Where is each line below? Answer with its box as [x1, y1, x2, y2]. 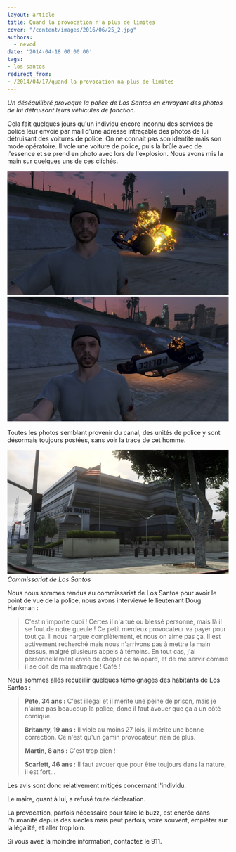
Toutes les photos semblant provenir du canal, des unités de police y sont [7, 428, 221, 437]
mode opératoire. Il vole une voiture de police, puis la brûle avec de [7, 141, 202, 150]
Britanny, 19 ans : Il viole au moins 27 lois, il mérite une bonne [24, 725, 204, 734]
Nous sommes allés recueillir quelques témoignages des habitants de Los [7, 676, 221, 684]
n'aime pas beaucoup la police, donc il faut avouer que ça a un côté [24, 704, 221, 713]
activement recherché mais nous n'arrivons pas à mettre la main [24, 640, 211, 648]
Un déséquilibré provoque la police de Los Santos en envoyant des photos [7, 98, 223, 107]
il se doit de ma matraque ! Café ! [24, 662, 121, 671]
